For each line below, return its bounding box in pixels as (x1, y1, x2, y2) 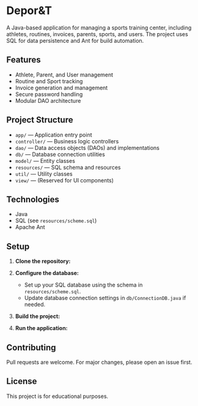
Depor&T (6, 4, 53, 18)
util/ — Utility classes (15, 170, 73, 178)
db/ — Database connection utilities (15, 151, 105, 158)
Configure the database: (15, 269, 79, 277)
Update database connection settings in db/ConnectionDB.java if (24, 295, 186, 302)
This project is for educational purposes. (6, 393, 109, 400)
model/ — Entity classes (15, 157, 75, 164)
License (6, 376, 37, 386)
